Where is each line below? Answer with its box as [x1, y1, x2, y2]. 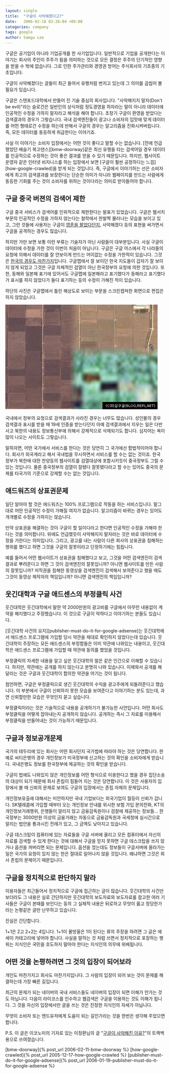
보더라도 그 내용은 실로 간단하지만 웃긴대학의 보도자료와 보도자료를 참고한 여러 [5, 894, 160, 901]
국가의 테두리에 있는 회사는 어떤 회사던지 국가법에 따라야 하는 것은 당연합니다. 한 [5, 748, 164, 754]
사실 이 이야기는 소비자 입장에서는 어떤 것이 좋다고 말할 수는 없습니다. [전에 [5, 140, 153, 146]
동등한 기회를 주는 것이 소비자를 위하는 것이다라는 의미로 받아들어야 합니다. [5, 178, 153, 184]
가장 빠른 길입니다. [22, 978, 60, 984]
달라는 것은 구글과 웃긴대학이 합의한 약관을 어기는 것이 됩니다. [5, 671, 127, 677]
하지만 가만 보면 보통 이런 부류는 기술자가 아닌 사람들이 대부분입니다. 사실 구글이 [5, 239, 164, 245]
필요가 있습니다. [5, 86, 37, 93]
